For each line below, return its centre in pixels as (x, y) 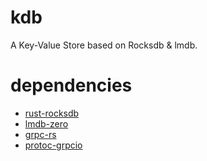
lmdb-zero (46, 123)
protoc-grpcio (53, 145)
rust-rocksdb (52, 113)
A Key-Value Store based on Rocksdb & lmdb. (104, 45)
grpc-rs (40, 134)
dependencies (71, 85)
